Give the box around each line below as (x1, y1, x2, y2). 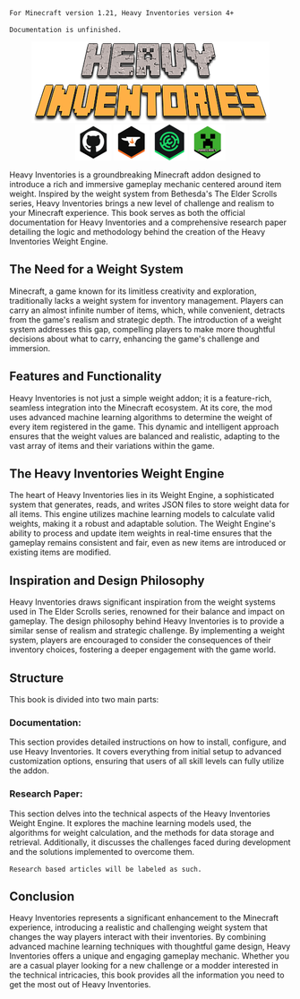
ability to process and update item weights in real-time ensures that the (9, 528, 272, 538)
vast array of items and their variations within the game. (9, 440, 215, 451)
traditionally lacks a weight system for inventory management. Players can (9, 295, 284, 306)
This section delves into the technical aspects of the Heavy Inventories (9, 808, 270, 819)
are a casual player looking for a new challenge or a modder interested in (9, 960, 279, 971)
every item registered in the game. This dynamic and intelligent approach (9, 421, 279, 432)
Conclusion (9, 889, 75, 904)
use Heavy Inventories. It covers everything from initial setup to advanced (9, 746, 282, 757)
